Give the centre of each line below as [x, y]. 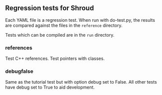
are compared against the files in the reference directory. [64, 25]
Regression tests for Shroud [50, 8]
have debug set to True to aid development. [50, 87]
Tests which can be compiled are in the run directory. [60, 35]
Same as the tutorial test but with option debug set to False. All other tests [81, 82]
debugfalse [19, 71]
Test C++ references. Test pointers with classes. [55, 58]
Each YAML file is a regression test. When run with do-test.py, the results [80, 20]
